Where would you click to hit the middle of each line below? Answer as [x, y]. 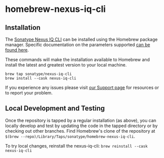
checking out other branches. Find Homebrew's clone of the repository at [80, 131]
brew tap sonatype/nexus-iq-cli [38, 74]
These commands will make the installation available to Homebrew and [78, 60]
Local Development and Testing [55, 109]
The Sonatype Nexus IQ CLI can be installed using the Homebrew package [81, 39]
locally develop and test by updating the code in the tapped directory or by [82, 126]
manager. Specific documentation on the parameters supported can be [78, 45]
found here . [17, 50]
